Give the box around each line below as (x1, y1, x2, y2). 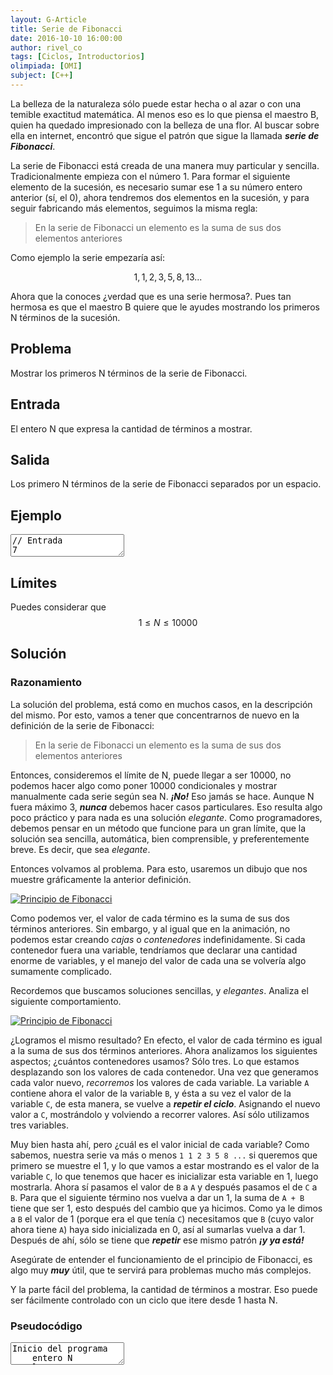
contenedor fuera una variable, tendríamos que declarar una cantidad (10, 944, 298, 956)
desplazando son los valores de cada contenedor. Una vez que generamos (10, 1066, 319, 1078)
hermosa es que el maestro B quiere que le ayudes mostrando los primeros (10, 301, 320, 313)
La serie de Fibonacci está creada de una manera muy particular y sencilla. (10, 159, 320, 171)
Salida (10, 451, 50, 468)
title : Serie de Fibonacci (10, 24, 123, 34)
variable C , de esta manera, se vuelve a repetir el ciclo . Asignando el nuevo (10, 1097, 321, 1110)
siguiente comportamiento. (10, 995, 122, 1007)
